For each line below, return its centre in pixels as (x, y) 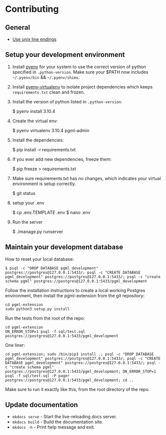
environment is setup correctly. (44, 184)
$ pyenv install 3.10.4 (34, 111)
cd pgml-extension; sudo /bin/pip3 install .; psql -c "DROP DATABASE (80, 354)
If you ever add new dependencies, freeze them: (62, 159)
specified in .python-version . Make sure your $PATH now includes (80, 72)
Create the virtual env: (35, 121)
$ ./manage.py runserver (38, 232)
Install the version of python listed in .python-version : (67, 101)
